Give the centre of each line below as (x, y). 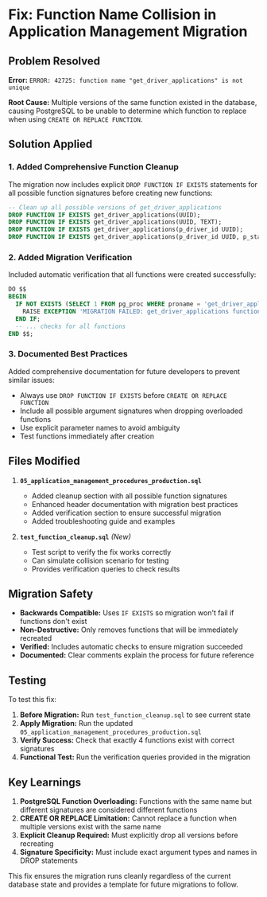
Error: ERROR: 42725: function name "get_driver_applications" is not (126, 80)
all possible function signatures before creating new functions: (110, 193)
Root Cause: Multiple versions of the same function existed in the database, (133, 102)
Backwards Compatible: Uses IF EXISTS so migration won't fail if (127, 613)
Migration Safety (51, 593)
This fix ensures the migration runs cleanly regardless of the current (120, 876)
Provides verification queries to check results (106, 569)
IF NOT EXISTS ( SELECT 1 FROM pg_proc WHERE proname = (108, 304)
